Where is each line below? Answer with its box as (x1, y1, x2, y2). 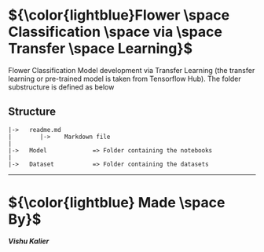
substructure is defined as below (8, 82, 115, 92)
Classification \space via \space (8, 23, 222, 41)
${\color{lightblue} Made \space (8, 193, 225, 211)
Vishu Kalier (8, 236, 49, 246)
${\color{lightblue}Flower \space (8, 6, 230, 24)
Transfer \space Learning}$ (8, 40, 193, 57)
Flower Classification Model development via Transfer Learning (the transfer (8, 65, 255, 75)
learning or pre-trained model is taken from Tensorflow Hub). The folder (8, 74, 241, 83)
